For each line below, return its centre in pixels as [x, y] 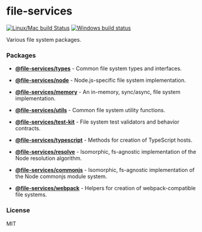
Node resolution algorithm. [48, 158]
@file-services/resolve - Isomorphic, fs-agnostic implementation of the [106, 152]
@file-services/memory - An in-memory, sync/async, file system [98, 92]
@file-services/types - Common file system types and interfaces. [98, 68]
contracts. [28, 128]
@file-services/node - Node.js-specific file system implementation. [100, 81]
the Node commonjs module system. [61, 176]
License [18, 210]
